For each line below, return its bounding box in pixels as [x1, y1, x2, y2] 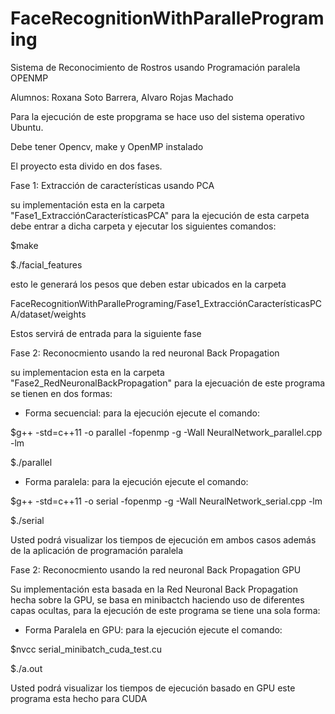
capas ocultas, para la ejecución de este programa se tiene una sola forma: [10, 604, 321, 616]
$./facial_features [10, 258, 83, 271]
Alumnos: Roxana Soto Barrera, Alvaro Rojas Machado [10, 91, 234, 103]
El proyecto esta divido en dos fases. [10, 160, 163, 172]
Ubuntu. [10, 121, 44, 133]
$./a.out [10, 662, 43, 674]
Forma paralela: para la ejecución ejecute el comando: [24, 475, 249, 487]
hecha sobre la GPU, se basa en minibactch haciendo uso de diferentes [10, 593, 305, 606]
